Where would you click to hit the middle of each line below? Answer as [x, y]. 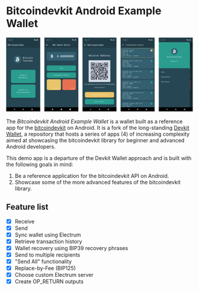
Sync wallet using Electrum [48, 235]
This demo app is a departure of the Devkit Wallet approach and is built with [99, 158]
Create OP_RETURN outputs [49, 282]
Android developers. [31, 146]
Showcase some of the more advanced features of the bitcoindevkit [97, 182]
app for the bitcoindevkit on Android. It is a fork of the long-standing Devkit [98, 127]
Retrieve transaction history [48, 241]
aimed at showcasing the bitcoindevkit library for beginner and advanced [95, 140]
